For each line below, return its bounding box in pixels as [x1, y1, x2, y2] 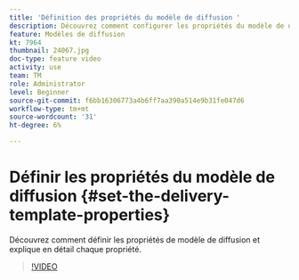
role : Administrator [9, 79, 86, 88]
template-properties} [9, 205, 171, 226]
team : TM [9, 71, 42, 80]
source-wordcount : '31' [9, 112, 98, 121]
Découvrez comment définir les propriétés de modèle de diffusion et [9, 234, 261, 245]
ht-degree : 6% [9, 121, 62, 130]
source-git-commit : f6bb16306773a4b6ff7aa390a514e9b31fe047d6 [9, 95, 245, 105]
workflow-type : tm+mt [9, 104, 90, 113]
